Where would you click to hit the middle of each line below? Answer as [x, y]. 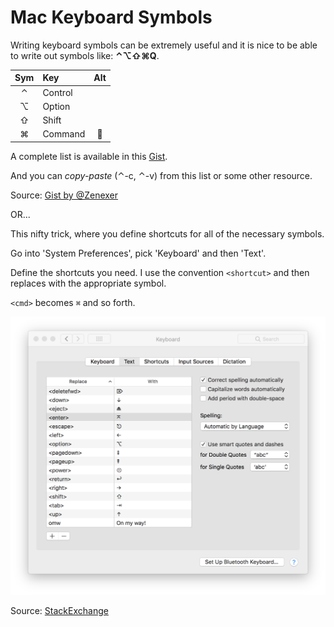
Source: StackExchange [59, 611]
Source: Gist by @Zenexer [64, 195]
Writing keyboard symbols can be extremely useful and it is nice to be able [164, 45]
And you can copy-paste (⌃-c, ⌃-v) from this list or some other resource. [161, 175]
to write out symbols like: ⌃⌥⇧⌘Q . [85, 55]
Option [56, 106]
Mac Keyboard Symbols [111, 17]
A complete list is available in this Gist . [89, 156]
